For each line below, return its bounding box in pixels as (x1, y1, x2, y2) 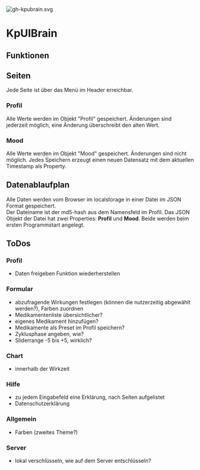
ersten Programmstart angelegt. (6, 221, 85, 228)
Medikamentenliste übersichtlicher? (14, 311, 103, 318)
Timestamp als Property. (6, 162, 67, 170)
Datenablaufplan (6, 180, 70, 190)
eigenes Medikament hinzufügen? (14, 318, 99, 325)
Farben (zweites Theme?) (14, 428, 78, 436)
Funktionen (6, 50, 50, 60)
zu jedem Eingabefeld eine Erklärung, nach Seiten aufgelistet (14, 393, 165, 401)
